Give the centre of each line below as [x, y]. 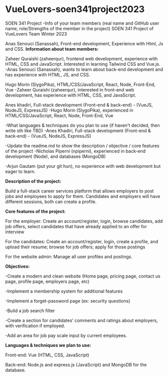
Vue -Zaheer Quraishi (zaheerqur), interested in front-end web [70, 89]
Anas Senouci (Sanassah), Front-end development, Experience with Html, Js [84, 43]
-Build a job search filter [30, 311]
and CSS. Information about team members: [52, 49]
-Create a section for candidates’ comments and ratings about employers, [81, 320]
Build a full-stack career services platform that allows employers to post [79, 191]
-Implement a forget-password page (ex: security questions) [68, 301]
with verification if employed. [35, 326]
